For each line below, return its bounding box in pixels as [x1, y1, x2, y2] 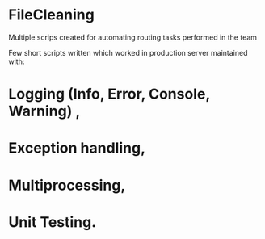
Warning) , [8, 103, 81, 120]
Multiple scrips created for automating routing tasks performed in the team [8, 32, 257, 42]
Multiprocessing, [8, 176, 126, 195]
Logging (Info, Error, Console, [8, 85, 210, 103]
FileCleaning [8, 6, 95, 24]
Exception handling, [8, 139, 145, 157]
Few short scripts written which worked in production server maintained [8, 48, 248, 57]
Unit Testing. [8, 212, 97, 231]
